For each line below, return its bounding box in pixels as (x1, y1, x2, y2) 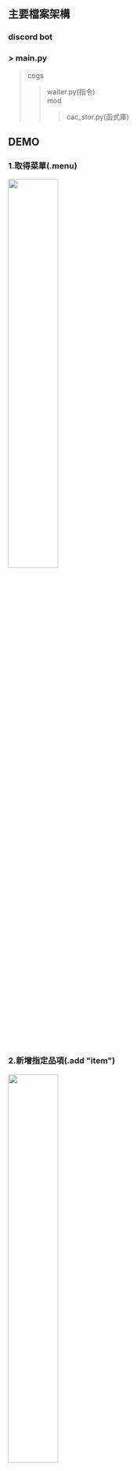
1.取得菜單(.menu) (8, 160, 78, 171)
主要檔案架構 (8, 7, 70, 21)
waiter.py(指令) (46, 87, 96, 96)
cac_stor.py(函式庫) (66, 112, 129, 121)
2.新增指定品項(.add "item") (8, 1055, 116, 1066)
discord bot (8, 31, 53, 43)
